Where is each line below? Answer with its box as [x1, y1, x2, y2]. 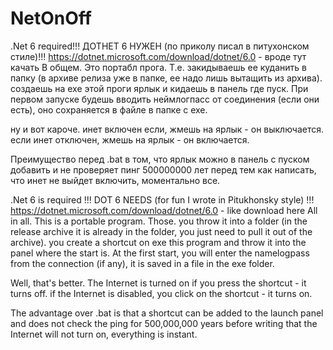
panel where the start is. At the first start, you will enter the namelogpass [10, 247, 310, 259]
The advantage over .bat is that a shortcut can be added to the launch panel [10, 307, 324, 319]
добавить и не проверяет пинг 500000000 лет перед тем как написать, [10, 163, 317, 176]
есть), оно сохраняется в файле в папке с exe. [10, 103, 208, 116]
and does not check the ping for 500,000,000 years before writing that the [10, 317, 318, 329]
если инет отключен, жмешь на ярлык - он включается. [10, 133, 250, 146]
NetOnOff [10, 7, 92, 30]
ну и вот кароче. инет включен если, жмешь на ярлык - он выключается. [10, 123, 325, 135]
